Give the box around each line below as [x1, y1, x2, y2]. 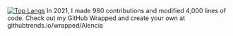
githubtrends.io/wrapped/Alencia [7, 21, 104, 29]
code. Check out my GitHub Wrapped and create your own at [7, 14, 186, 22]
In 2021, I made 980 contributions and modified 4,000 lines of [46, 7, 227, 15]
